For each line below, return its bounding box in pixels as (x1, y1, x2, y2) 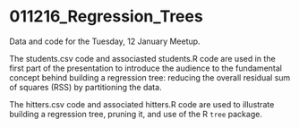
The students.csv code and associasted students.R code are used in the (9, 53, 276, 64)
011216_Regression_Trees (9, 6, 203, 27)
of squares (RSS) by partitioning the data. (9, 81, 163, 92)
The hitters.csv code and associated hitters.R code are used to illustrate (9, 98, 275, 109)
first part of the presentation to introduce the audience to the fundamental (9, 63, 282, 73)
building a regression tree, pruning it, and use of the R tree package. (9, 108, 262, 119)
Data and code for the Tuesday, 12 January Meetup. (9, 36, 201, 47)
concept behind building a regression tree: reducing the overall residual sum (9, 72, 291, 82)
